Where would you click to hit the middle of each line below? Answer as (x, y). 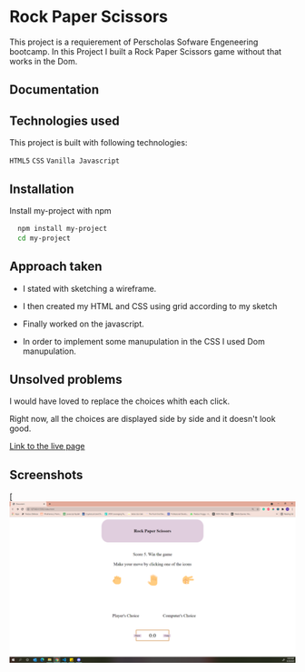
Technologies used (64, 120)
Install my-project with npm (60, 210)
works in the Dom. (44, 61)
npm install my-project (62, 228)
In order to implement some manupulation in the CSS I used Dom (143, 341)
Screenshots (46, 475)
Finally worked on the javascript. (84, 324)
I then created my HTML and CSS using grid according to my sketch (150, 306)
